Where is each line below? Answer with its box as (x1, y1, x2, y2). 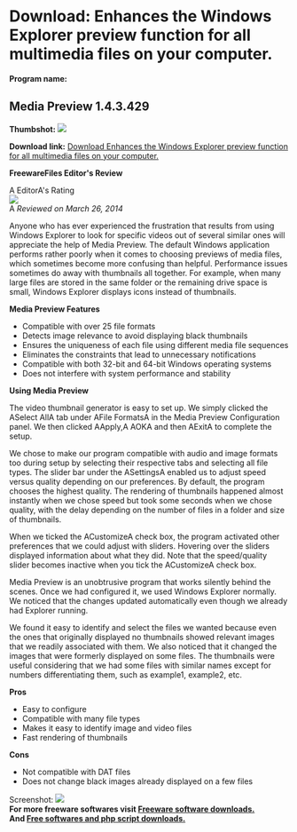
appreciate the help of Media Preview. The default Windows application (9, 239, 270, 250)
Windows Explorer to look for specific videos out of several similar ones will (9, 229, 285, 241)
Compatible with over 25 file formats (21, 321, 156, 331)
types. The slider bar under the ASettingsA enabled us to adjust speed (9, 466, 266, 477)
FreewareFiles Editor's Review (9, 167, 123, 178)
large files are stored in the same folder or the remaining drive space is (9, 277, 268, 288)
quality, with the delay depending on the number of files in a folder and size (9, 504, 285, 515)
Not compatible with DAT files (21, 766, 131, 777)
